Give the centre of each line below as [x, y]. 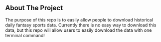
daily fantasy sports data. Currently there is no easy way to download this [81, 25]
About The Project [34, 8]
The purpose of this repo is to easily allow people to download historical [79, 20]
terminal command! [25, 35]
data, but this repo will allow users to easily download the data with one [79, 30]
